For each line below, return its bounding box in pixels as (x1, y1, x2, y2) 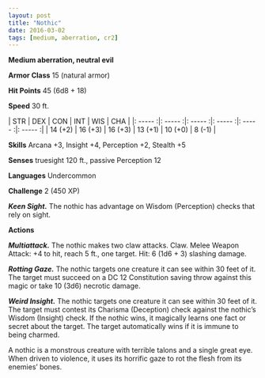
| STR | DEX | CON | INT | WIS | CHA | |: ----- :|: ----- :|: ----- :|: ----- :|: (8, 116, 241, 127)
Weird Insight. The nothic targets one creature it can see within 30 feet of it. (8, 297, 257, 306)
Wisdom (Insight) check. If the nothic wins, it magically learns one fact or (8, 313, 247, 323)
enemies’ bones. (8, 362, 62, 372)
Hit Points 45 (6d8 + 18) (8, 86, 87, 96)
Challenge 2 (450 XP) (8, 187, 81, 196)
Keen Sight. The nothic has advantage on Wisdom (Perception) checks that (8, 202, 256, 211)
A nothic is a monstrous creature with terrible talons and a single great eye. (8, 346, 253, 355)
